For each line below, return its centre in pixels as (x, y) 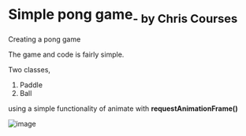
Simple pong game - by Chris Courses (123, 16)
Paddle (31, 85)
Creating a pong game (45, 39)
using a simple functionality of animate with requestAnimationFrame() (123, 108)
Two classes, (30, 69)
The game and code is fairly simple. (66, 54)
